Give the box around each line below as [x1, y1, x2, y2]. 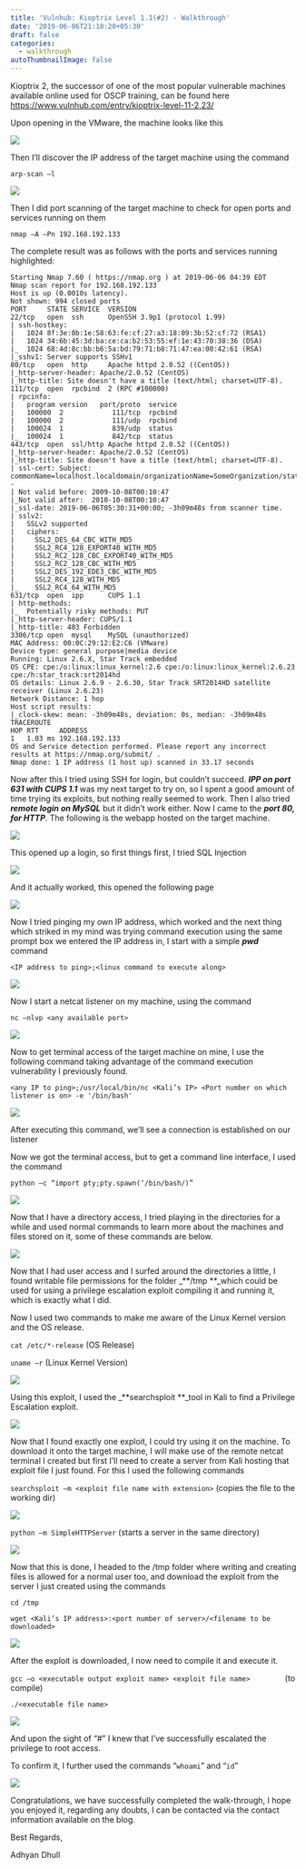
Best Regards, [10, 1832, 63, 1843]
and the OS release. [10, 1322, 84, 1332]
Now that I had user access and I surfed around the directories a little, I [10, 1266, 276, 1277]
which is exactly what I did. [10, 1295, 112, 1305]
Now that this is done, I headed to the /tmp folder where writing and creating [10, 1562, 297, 1572]
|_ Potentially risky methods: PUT [10, 607, 149, 616]
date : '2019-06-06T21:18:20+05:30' [10, 22, 145, 31]
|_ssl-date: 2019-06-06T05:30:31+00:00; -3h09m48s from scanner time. [10, 503, 283, 512]
